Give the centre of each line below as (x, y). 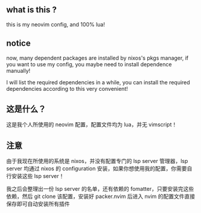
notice (19, 44)
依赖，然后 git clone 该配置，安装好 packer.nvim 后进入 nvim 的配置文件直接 (101, 196)
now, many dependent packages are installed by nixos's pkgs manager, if (97, 58)
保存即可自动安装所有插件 (38, 204)
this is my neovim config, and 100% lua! (56, 24)
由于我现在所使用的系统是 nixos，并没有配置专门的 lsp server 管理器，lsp (97, 161)
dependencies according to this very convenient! (67, 88)
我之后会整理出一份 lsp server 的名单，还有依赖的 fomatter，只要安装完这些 (100, 189)
